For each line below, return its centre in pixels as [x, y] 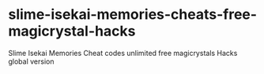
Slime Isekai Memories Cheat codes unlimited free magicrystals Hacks [123, 53]
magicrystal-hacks [72, 31]
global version [31, 61]
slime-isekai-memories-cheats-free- [133, 15]
